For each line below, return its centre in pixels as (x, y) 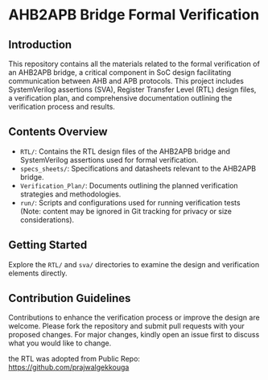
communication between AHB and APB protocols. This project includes (126, 81)
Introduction (40, 45)
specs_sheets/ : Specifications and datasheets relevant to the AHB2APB (138, 168)
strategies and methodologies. (70, 194)
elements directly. (38, 273)
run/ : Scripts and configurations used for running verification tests (130, 202)
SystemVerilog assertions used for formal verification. (109, 159)
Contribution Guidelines (70, 298)
